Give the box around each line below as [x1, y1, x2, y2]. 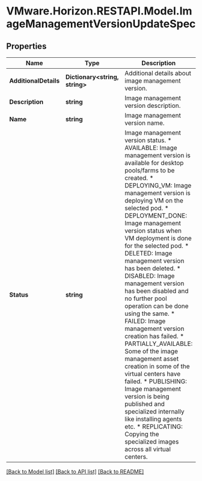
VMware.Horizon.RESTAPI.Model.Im [6, 4, 192, 18]
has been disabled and [124, 287, 189, 295]
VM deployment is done [124, 234, 192, 242]
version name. [124, 119, 165, 127]
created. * [124, 174, 154, 182]
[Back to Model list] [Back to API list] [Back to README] [6, 468, 144, 475]
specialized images [124, 438, 179, 445]
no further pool [124, 294, 167, 303]
